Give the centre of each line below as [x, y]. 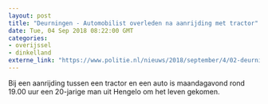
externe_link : [32, 61]
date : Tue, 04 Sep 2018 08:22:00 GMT [71, 30]
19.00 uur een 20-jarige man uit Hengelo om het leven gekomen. [114, 91]
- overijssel [30, 46]
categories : [28, 38]
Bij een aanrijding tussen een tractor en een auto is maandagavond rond [127, 83]
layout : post [30, 16]
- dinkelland [30, 53]
